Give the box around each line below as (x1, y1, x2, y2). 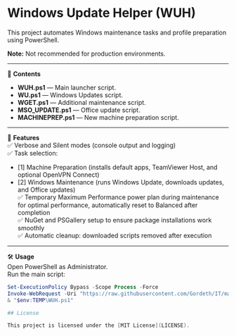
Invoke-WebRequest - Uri (7, 290, 77, 297)
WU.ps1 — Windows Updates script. (17, 90, 124, 99)
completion (17, 208, 51, 216)
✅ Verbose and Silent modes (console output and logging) (7, 141, 176, 149)
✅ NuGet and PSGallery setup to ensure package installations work (17, 216, 212, 224)
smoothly (17, 223, 45, 232)
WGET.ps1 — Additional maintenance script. (17, 98, 146, 106)
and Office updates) (17, 185, 76, 194)
